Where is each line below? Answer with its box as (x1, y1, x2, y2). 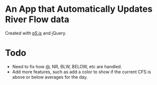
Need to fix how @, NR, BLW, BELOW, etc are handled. (12, 63, 122, 69)
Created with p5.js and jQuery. (5, 30, 67, 36)
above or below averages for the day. (12, 74, 88, 80)
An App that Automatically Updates (5, 3, 153, 15)
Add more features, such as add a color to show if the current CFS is (12, 69, 151, 75)
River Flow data (5, 14, 70, 25)
